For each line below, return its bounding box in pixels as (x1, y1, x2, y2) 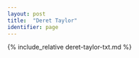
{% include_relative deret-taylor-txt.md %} (7, 43, 133, 52)
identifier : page (7, 23, 59, 30)
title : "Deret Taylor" (7, 17, 78, 24)
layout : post (7, 10, 46, 18)
